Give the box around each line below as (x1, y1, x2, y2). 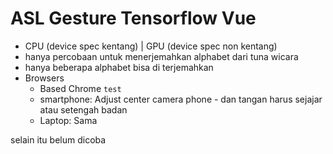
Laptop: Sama (39, 114, 98, 126)
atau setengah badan (39, 103, 128, 116)
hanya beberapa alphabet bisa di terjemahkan (24, 61, 214, 73)
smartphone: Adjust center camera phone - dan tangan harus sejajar (39, 93, 323, 105)
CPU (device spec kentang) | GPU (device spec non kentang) (24, 40, 278, 52)
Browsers (24, 72, 65, 84)
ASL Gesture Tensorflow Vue (10, 7, 257, 30)
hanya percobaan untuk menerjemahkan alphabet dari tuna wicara (24, 50, 299, 62)
